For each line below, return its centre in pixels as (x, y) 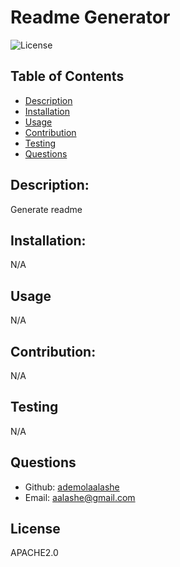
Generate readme (46, 209)
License (35, 529)
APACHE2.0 (34, 553)
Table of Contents (67, 76)
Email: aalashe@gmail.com (80, 497)
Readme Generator (90, 17)
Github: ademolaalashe (72, 487)
